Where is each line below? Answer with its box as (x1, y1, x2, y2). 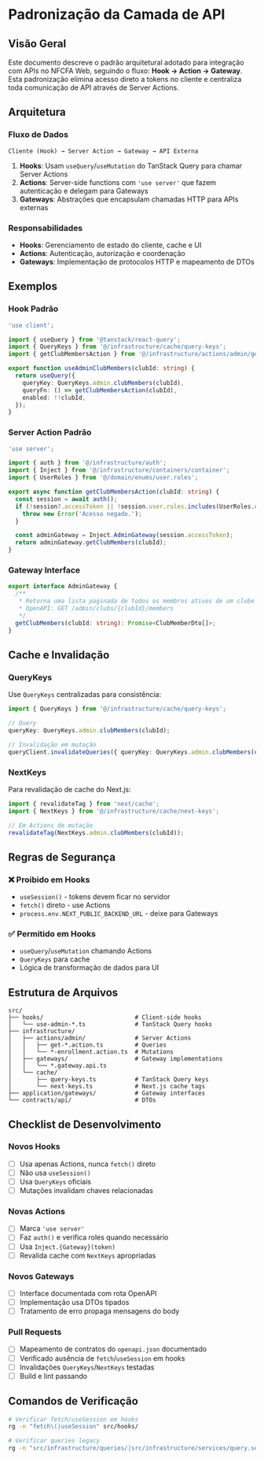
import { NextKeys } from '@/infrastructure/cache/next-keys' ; (8, 807, 220, 815)
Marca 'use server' (19, 1224, 85, 1233)
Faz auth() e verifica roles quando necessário (19, 1232, 169, 1242)
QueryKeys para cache (19, 954, 90, 964)
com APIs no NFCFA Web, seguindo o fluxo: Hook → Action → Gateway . (8, 66, 243, 76)
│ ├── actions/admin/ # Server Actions (8, 1034, 192, 1043)
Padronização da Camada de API (8, 6, 225, 24)
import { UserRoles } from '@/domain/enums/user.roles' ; (8, 474, 199, 482)
